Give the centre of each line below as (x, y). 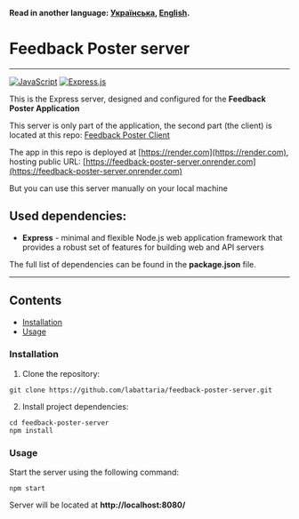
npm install (31, 430)
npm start (28, 489)
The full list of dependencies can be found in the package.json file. (133, 264)
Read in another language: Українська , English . (100, 13)
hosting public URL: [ (48, 161)
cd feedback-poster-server (59, 423)
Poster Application (44, 108)
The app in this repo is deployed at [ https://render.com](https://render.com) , (149, 152)
